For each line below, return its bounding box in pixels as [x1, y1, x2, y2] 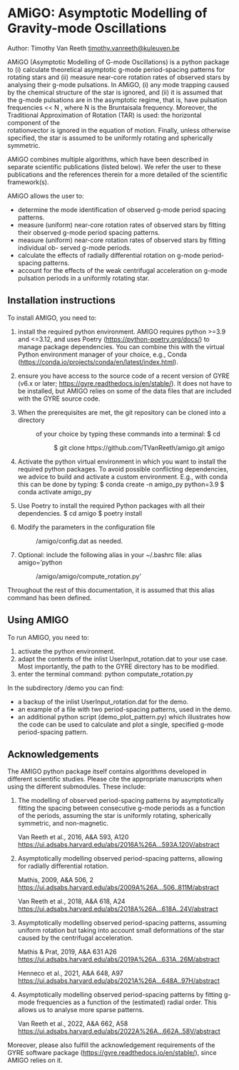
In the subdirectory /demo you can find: [7, 684, 124, 692]
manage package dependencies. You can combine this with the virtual [17, 342, 225, 351]
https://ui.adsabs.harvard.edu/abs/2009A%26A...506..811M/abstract [17, 884, 220, 892]
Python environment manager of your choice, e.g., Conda [17, 350, 188, 359]
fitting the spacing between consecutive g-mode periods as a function [17, 804, 225, 812]
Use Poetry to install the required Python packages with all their [17, 501, 205, 510]
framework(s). [7, 177, 49, 186]
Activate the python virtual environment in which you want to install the [17, 457, 227, 466]
